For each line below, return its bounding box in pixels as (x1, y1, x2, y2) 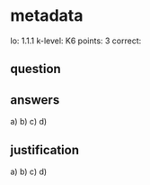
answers (10, 92, 60, 107)
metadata (10, 5, 84, 26)
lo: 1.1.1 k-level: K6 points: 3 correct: (10, 35, 142, 46)
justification (10, 142, 80, 158)
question (10, 61, 61, 77)
